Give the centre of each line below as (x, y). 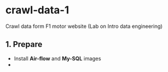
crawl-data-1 (37, 10)
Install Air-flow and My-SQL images (57, 58)
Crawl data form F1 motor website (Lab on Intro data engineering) (84, 26)
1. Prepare (24, 44)
